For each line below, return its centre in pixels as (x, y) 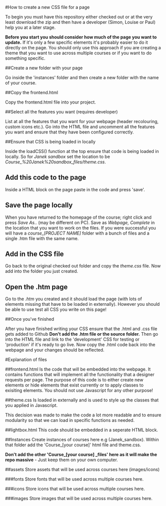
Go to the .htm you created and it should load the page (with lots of (74, 299)
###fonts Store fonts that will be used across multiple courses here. (74, 479)
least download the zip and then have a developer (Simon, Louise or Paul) (81, 22)
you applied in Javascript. (31, 405)
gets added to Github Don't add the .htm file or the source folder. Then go (82, 334)
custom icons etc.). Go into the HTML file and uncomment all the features (80, 127)
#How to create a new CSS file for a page (48, 7)
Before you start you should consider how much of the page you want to (81, 37)
